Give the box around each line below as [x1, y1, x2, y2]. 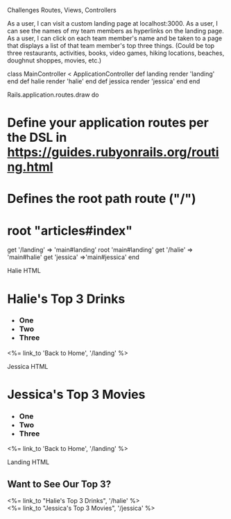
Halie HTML [7, 267, 42, 275]
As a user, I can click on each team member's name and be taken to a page [7, 34, 223, 42]
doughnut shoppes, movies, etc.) [7, 56, 102, 65]
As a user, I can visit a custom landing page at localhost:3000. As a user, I [7, 19, 219, 27]
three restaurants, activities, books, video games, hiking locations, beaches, [7, 49, 225, 57]
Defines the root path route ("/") [7, 191, 196, 207]
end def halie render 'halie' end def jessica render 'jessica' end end [7, 77, 200, 85]
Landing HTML [7, 458, 50, 466]
